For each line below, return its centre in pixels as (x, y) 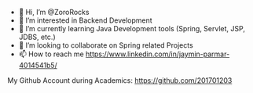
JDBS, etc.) (37, 37)
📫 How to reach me (51, 54)
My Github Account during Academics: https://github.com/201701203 (120, 80)
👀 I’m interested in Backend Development (85, 20)
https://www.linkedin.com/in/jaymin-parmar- (158, 54)
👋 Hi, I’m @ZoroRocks (54, 12)
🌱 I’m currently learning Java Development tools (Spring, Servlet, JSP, (132, 29)
